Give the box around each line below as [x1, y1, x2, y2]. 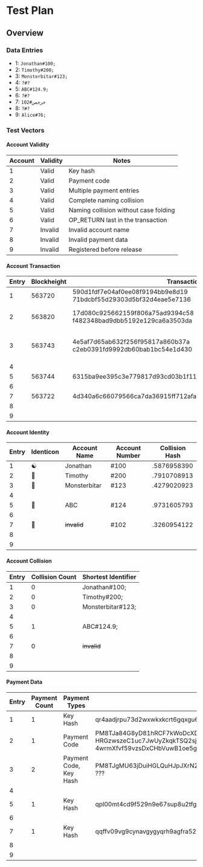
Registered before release [68, 246, 143, 254]
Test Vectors [6, 126, 45, 134]
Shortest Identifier [82, 572, 137, 581]
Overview [6, 28, 44, 38]
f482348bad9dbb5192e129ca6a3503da [72, 316, 192, 325]
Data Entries [6, 46, 43, 54]
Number [116, 451, 141, 460]
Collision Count [31, 572, 77, 581]
